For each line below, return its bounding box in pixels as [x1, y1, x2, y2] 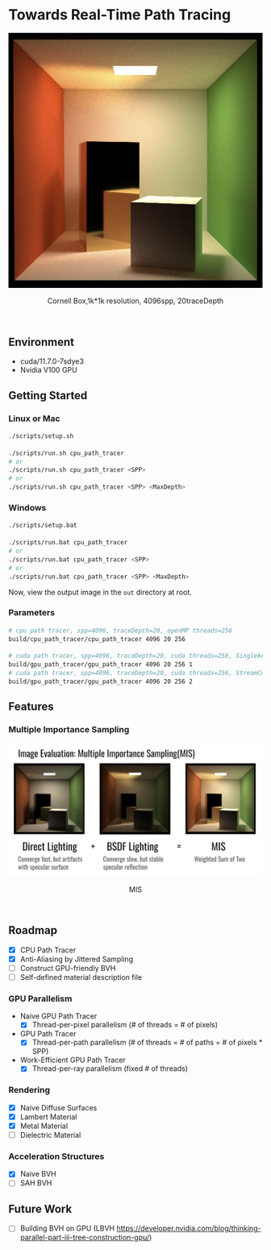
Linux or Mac [8, 413, 60, 424]
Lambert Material [19, 1111, 77, 1122]
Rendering [8, 1085, 51, 1096]
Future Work [8, 1202, 73, 1215]
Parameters [8, 607, 55, 619]
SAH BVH [19, 1178, 52, 1188]
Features [8, 700, 54, 714]
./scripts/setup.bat [8, 522, 78, 530]
